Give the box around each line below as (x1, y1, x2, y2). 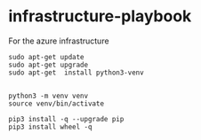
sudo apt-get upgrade (8, 60, 89, 69)
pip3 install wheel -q (8, 122, 92, 131)
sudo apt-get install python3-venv (8, 68, 144, 77)
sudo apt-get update (8, 52, 85, 61)
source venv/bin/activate (8, 99, 104, 108)
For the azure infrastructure (8, 35, 109, 46)
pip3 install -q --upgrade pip (8, 114, 125, 123)
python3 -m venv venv (8, 91, 89, 100)
